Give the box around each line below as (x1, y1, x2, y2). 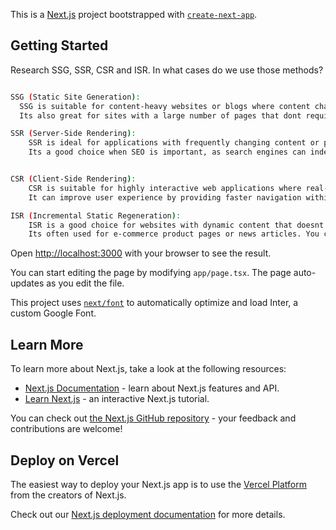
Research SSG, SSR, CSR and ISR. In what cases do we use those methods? (10, 64, 324, 76)
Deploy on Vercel (10, 452, 120, 469)
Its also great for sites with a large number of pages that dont (19, 110, 302, 121)
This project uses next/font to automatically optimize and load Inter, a (10, 297, 299, 309)
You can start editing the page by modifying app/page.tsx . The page (10, 267, 292, 279)
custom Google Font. (10, 307, 97, 319)
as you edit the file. (46, 277, 125, 289)
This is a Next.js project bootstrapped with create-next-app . (10, 9, 258, 20)
